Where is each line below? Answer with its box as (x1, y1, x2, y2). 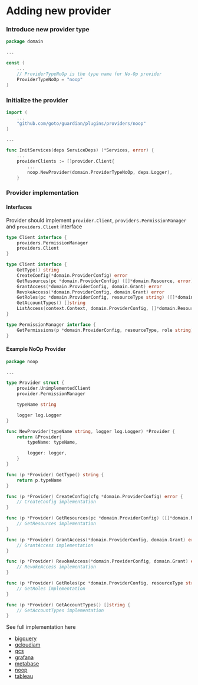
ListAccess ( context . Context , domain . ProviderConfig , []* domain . (16, 306, 178, 312)
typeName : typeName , (27, 440, 78, 445)
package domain (6, 38, 44, 45)
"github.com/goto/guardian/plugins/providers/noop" (16, 120, 146, 127)
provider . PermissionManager (16, 391, 85, 397)
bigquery (14, 635, 37, 642)
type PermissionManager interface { (6, 321, 96, 328)
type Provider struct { (6, 380, 65, 386)
